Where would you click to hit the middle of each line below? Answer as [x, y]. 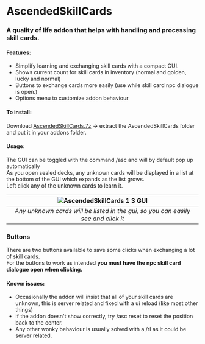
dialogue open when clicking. [45, 270]
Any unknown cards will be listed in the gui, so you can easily [103, 211]
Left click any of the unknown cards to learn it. [65, 185]
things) [24, 310]
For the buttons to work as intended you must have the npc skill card [94, 263]
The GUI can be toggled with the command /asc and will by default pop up [100, 160]
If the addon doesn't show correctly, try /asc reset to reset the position [104, 316]
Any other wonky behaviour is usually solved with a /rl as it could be [101, 329]
